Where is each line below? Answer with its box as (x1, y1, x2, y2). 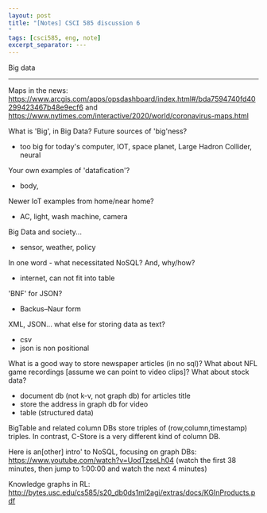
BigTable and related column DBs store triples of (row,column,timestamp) (8, 423, 248, 433)
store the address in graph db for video (19, 399, 149, 409)
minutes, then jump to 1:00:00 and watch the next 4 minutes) (8, 464, 208, 473)
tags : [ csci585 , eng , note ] (8, 33, 102, 42)
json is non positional (19, 343, 90, 353)
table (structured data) (19, 408, 94, 418)
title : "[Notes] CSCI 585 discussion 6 (8, 19, 141, 27)
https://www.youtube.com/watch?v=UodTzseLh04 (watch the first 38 (8, 456, 237, 465)
